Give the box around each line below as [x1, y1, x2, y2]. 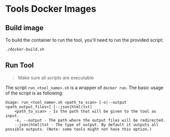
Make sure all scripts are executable [17, 75, 94, 81]
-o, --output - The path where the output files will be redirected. [14, 118, 166, 123]
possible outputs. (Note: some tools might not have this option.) [5, 126, 152, 132]
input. [5, 113, 19, 118]
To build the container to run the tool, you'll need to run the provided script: [5, 37, 164, 43]
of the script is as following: [5, 90, 64, 96]
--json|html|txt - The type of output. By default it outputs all [14, 122, 159, 127]
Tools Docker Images [5, 3, 96, 15]
